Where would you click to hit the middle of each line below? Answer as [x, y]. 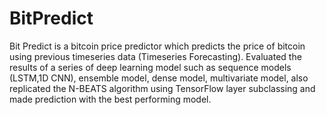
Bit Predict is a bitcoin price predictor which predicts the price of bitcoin [157, 46]
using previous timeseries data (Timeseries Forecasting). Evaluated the [155, 56]
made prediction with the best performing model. [110, 99]
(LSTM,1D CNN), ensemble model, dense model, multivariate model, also [159, 78]
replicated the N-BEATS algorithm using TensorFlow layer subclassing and [162, 88]
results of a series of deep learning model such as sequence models [150, 67]
